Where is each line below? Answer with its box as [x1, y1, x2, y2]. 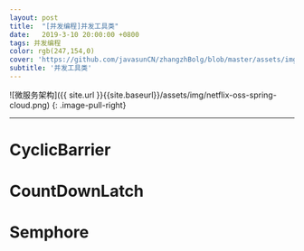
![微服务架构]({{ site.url [9, 89, 95, 100]
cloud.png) [9, 99, 51, 110]
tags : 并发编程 [9, 38, 62, 48]
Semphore [9, 222, 90, 243]
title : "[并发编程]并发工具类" [9, 22, 119, 31]
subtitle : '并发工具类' [9, 64, 92, 73]
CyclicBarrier [9, 140, 111, 161]
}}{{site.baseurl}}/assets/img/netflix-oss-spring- [96, 89, 278, 100]
